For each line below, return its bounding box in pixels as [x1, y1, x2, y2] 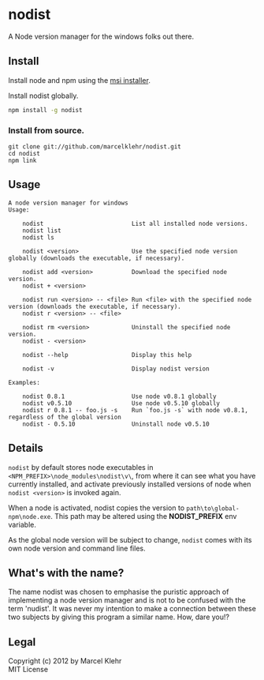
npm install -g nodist [8, 106, 83, 114]
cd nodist [8, 149, 41, 157]
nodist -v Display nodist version [22, 365, 210, 373]
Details [8, 441, 43, 455]
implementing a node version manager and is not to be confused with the [8, 595, 246, 605]
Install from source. [8, 125, 85, 136]
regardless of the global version [8, 413, 122, 421]
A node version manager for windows [8, 199, 128, 207]
